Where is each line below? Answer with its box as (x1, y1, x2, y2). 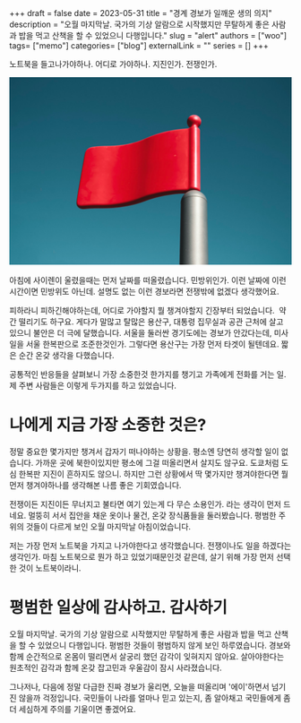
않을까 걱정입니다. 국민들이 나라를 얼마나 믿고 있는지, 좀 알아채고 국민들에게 (18, 693, 282, 703)
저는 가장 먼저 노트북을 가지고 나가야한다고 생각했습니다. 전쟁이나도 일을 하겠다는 (9, 540, 292, 551)
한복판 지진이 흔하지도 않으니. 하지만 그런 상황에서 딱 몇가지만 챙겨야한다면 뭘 (18, 469, 289, 479)
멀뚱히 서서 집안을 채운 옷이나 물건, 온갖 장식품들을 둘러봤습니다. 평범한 (28, 510, 277, 521)
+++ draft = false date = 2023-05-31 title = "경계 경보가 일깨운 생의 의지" (9, 8, 273, 18)
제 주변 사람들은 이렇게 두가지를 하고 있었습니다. (9, 380, 177, 391)
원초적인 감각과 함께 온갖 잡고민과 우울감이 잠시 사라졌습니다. (9, 662, 222, 673)
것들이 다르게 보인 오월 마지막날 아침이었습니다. (25, 521, 191, 531)
